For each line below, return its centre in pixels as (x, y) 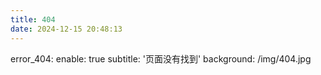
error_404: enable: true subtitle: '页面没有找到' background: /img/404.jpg (161, 58)
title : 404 (33, 19)
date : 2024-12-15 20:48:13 (66, 29)
